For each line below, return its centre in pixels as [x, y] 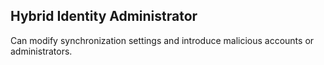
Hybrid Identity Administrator [104, 16]
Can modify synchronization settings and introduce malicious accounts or [162, 40]
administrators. [41, 51]
